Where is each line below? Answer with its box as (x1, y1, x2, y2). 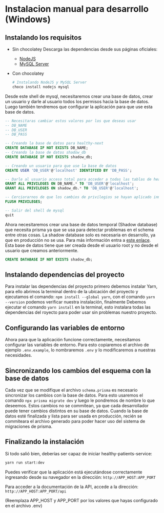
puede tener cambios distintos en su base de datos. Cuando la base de (5, 408, 148, 414)
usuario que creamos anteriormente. (5, 247, 79, 253)
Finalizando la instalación (5, 438, 84, 446)
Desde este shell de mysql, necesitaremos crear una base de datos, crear (5, 93, 153, 99)
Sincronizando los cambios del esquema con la (5, 366, 151, 375)
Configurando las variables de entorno (5, 324, 125, 332)
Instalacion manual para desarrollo (5, 3, 149, 15)
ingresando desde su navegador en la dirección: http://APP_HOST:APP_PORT (5, 474, 156, 480)
